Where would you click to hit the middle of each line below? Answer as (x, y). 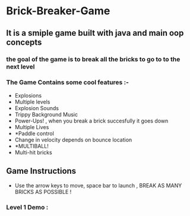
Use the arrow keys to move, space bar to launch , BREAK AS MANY (98, 185)
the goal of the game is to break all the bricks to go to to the (93, 59)
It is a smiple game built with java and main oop (95, 33)
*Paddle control (34, 133)
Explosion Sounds (37, 108)
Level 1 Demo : (27, 207)
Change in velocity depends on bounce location (73, 140)
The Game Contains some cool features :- (68, 83)
